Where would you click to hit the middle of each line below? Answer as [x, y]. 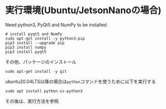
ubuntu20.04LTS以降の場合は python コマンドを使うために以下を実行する [81, 81]
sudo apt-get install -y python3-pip [45, 39]
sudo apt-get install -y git [36, 71]
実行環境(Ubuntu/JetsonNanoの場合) [83, 10]
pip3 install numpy [26, 47]
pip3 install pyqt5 [26, 52]
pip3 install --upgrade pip [35, 43]
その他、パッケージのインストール [41, 62]
